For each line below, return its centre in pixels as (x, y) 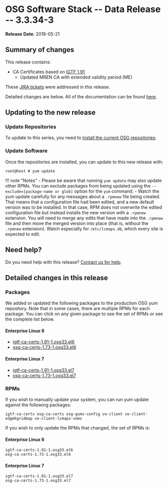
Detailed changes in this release (57, 278)
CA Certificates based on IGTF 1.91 (48, 72)
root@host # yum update (30, 171)
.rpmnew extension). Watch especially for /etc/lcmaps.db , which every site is (84, 228)
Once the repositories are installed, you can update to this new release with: (84, 162)
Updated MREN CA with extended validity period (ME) (76, 77)
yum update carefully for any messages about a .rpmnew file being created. (83, 196)
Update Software (26, 151)
